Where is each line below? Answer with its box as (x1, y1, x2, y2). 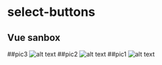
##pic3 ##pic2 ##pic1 (7, 50, 127, 58)
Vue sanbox (7, 32, 61, 44)
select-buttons (7, 4, 96, 20)
